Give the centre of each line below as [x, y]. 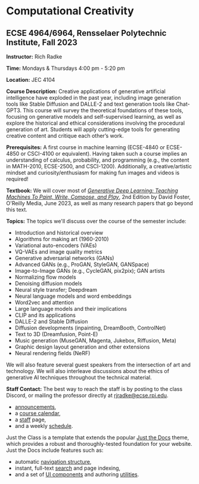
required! [17, 179]
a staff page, [30, 420]
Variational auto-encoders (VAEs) [56, 245]
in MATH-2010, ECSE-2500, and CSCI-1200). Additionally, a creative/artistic [99, 166]
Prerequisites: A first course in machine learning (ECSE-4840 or [86, 147]
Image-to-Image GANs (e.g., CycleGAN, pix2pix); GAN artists [90, 271]
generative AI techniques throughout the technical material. [79, 377]
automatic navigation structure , [53, 462]
